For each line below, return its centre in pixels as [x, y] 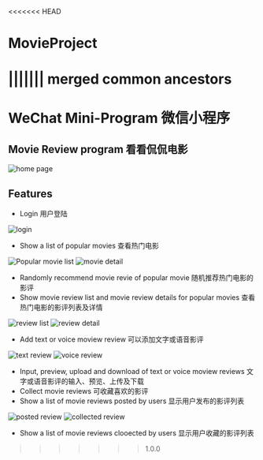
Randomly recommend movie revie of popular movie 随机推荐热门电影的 [136, 278]
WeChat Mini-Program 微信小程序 [119, 118]
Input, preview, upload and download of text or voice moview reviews [132, 372]
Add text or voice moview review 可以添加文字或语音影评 [111, 339]
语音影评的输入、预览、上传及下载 [89, 381]
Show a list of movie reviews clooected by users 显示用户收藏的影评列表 [137, 433]
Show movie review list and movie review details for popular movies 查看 [137, 297]
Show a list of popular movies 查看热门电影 [89, 246]
